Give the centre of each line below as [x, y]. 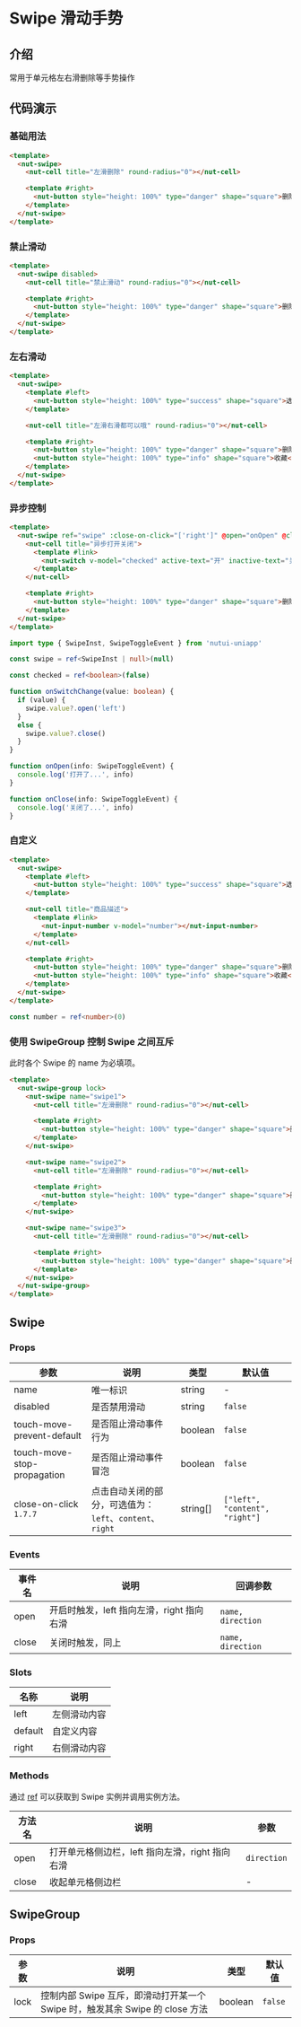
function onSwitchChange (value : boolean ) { [92, 692]
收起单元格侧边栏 [85, 1882]
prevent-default [48, 1435]
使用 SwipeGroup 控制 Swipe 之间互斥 [92, 1041]
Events [25, 1554]
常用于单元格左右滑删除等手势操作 [72, 78]
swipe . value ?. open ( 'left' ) [76, 708]
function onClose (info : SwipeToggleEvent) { [94, 799]
